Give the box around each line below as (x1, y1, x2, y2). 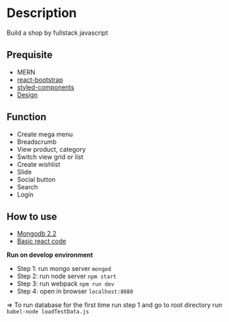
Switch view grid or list (16, 152, 84, 161)
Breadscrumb (16, 137, 57, 146)
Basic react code (16, 237, 66, 245)
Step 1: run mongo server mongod (16, 265, 112, 273)
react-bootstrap (16, 75, 64, 84)
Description (6, 5, 77, 21)
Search (16, 182, 38, 191)
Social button (16, 175, 56, 184)
